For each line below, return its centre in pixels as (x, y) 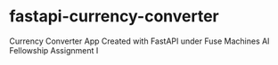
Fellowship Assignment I (54, 50)
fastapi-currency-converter (114, 16)
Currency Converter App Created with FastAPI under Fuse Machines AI (139, 41)
